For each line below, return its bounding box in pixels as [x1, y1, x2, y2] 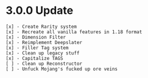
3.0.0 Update [5, 4, 74, 18]
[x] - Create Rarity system [5, 24, 77, 30]
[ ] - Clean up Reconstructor [5, 60, 83, 67]
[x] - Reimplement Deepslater [5, 39, 83, 45]
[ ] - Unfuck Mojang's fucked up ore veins [5, 66, 118, 72]
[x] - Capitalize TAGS [5, 55, 63, 61]
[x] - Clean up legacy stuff [5, 50, 80, 56]
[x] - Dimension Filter [5, 34, 66, 40]
